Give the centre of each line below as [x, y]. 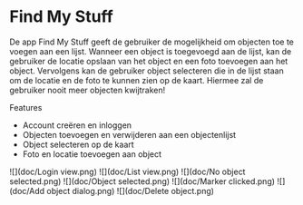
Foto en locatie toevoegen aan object [92, 154]
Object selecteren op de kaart [78, 144]
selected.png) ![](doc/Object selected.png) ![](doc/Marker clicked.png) [142, 181]
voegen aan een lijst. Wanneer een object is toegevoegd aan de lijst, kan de [151, 51]
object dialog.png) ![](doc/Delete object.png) [131, 190]
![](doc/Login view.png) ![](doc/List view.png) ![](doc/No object [127, 171]
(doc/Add [27, 190]
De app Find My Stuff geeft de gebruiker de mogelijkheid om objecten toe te [152, 42]
